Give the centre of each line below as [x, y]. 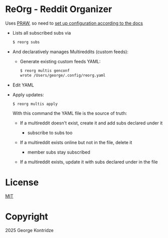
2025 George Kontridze [30, 230]
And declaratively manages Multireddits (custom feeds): [70, 52]
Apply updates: [28, 94]
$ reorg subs [26, 42]
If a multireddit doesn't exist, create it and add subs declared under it [91, 123]
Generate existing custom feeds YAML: [60, 61]
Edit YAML [23, 85]
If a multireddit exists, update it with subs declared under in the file [89, 162]
